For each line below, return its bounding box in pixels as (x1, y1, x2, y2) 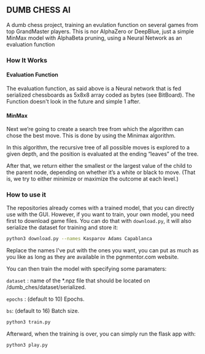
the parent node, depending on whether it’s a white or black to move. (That (6, 168, 196, 176)
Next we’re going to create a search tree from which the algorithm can (6, 126, 184, 133)
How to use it (6, 190, 46, 199)
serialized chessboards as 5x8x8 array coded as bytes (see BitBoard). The (6, 91, 195, 99)
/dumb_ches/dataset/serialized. (6, 284, 87, 291)
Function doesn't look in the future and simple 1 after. (6, 97, 141, 105)
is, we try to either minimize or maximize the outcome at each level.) (6, 175, 179, 183)
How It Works (6, 56, 48, 64)
